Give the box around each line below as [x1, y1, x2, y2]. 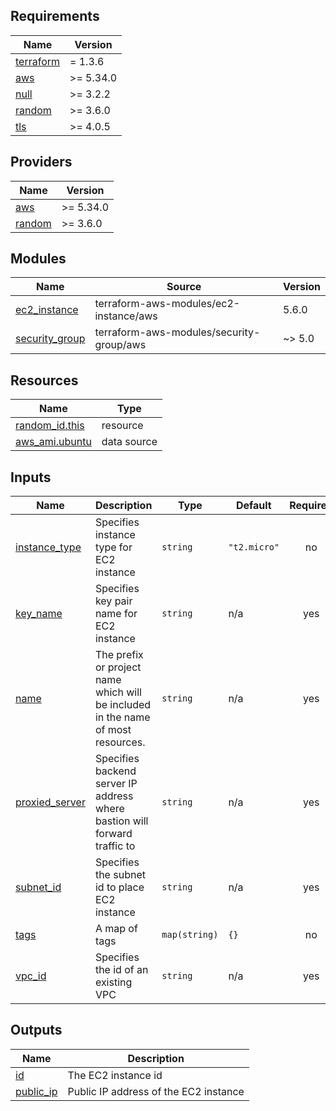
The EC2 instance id [67, 1068, 163, 1082]
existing [94, 975, 133, 989]
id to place [94, 880, 145, 894]
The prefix [94, 648, 144, 662]
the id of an [94, 963, 149, 977]
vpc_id [15, 969, 47, 983]
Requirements [10, 8, 100, 25]
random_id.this [15, 419, 85, 433]
